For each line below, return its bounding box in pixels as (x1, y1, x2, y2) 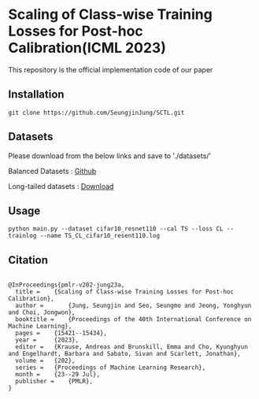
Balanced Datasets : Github (8, 166, 97, 175)
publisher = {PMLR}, (15, 378, 93, 386)
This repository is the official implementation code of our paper (8, 65, 213, 74)
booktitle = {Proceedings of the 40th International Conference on (15, 316, 252, 323)
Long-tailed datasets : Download (8, 181, 114, 190)
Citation (8, 253, 49, 267)
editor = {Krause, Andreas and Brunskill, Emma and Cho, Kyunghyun (15, 343, 248, 351)
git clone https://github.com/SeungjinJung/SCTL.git (8, 109, 185, 116)
